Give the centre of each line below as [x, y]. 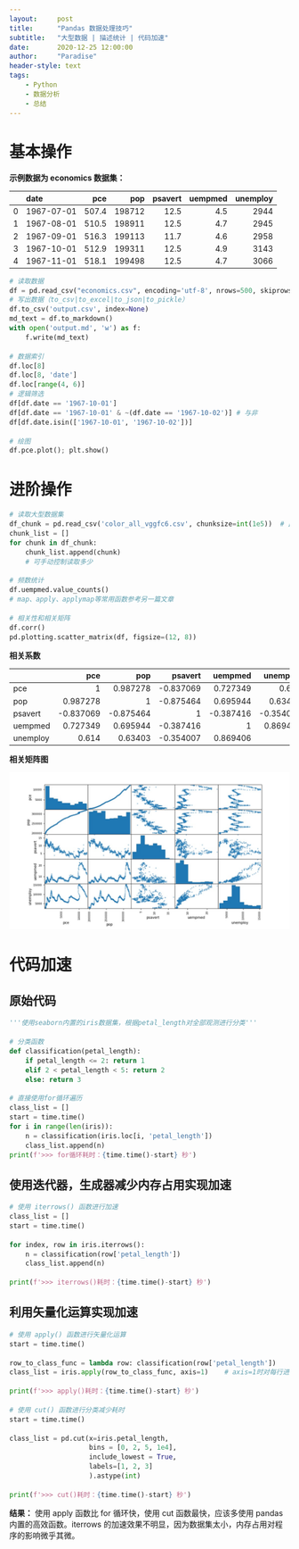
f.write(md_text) [57, 337]
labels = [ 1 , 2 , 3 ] [121, 1467]
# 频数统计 [27, 580]
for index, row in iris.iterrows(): [77, 1245]
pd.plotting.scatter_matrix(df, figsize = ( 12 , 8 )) [103, 637]
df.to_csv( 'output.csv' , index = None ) [79, 309]
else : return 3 [53, 1079]
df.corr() [28, 628]
